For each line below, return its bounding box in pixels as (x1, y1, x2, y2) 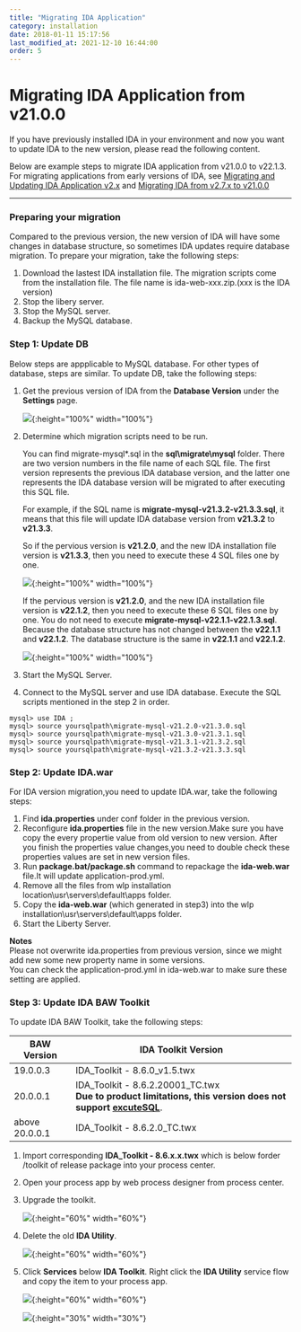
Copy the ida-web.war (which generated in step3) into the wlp (21, 899, 254, 910)
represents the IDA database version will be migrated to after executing (21, 477, 286, 488)
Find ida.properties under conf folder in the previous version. (21, 813, 251, 824)
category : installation (9, 22, 99, 31)
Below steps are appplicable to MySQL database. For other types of (9, 358, 260, 369)
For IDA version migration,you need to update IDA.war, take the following (9, 786, 278, 797)
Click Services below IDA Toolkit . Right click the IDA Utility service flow (21, 1266, 289, 1277)
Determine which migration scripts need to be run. (21, 430, 209, 441)
